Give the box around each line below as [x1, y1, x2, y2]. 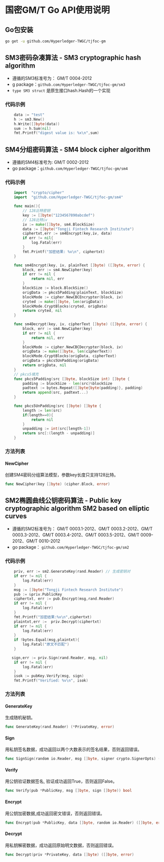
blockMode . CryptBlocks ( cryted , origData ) [22, 304, 108, 309]
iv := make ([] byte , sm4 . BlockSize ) [22, 222, 95, 227]
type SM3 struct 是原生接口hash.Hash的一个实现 [12, 87, 111, 93]
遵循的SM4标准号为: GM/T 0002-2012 [12, 159, 89, 165]
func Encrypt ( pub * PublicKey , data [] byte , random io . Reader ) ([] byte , [5, 820, 154, 825]
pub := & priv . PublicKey [14, 592, 62, 597]
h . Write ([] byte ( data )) [14, 121, 60, 127]
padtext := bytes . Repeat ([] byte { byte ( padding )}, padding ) [22, 385, 143, 390]
